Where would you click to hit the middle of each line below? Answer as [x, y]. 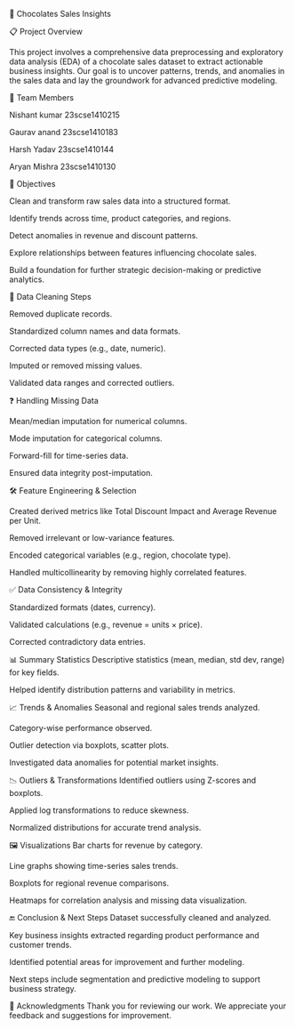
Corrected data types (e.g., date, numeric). [88, 348]
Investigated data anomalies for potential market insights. [114, 762]
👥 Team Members [41, 97]
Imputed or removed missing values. [76, 366]
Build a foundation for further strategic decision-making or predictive [136, 270]
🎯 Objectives [32, 184]
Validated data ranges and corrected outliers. [92, 383]
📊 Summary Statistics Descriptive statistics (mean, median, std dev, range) [147, 659]
